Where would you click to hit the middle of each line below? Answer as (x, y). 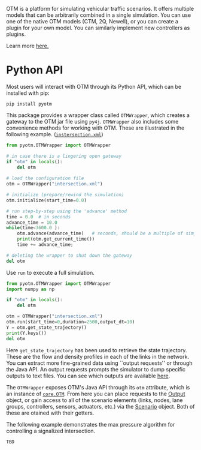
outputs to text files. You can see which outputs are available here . (88, 376)
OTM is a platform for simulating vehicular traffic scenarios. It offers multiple (100, 9)
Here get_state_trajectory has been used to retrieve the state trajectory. (97, 350)
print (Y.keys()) (26, 333)
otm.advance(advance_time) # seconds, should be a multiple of (100, 233)
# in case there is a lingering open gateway (64, 156)
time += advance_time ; (45, 245)
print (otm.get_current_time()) (56, 239)
